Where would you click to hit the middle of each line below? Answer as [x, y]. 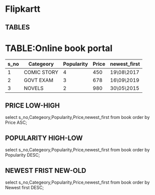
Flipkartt [23, 9]
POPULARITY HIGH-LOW [44, 138]
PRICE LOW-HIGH [32, 105]
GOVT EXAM [39, 80]
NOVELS [34, 88]
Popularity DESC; [23, 155]
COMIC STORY [41, 72]
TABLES [18, 27]
